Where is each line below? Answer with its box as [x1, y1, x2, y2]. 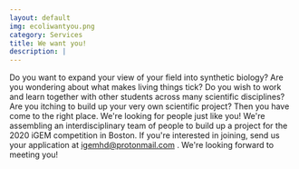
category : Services [9, 30, 83, 39]
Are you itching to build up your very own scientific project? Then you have [9, 101, 290, 112]
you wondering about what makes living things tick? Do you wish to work [9, 82, 282, 93]
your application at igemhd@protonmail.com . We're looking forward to [9, 140, 275, 151]
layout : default [9, 13, 71, 23]
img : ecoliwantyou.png [9, 22, 95, 31]
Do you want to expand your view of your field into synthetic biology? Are [9, 72, 284, 83]
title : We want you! [9, 38, 88, 48]
